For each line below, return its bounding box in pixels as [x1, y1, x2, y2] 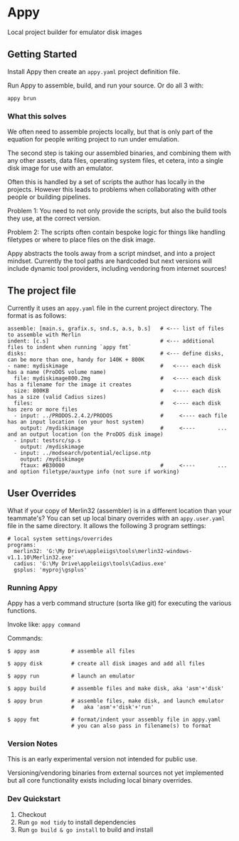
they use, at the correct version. [7, 214, 101, 223]
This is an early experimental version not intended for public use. [7, 755, 198, 764]
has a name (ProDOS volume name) [7, 368, 107, 375]
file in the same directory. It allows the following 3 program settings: [7, 521, 206, 530]
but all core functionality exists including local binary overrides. [7, 776, 193, 785]
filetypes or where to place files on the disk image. [7, 235, 156, 244]
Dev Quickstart [7, 794, 61, 804]
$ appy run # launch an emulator [7, 673, 135, 680]
